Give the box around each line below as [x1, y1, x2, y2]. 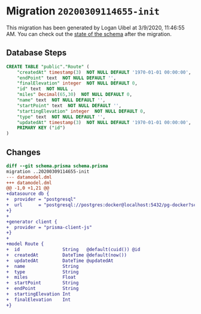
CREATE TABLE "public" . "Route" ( [6, 64, 90, 70]
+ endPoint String [6, 286, 79, 292]
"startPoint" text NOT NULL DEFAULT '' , [17, 102, 121, 108]
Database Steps [6, 48, 67, 58]
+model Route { [6, 241, 44, 247]
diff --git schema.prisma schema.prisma [6, 163, 109, 169]
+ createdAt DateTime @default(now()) [6, 252, 127, 258]
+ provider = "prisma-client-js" [6, 224, 93, 230]
